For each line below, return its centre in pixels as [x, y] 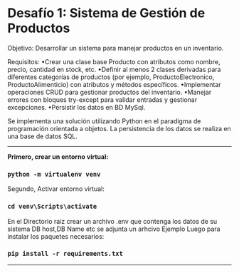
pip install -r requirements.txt [65, 254]
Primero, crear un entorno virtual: [58, 156]
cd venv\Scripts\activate [52, 207]
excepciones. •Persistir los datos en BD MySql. [76, 107]
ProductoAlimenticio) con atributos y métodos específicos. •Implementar [115, 84]
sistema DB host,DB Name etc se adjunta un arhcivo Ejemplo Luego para [114, 229]
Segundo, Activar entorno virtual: [56, 189]
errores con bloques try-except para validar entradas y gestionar [102, 99]
